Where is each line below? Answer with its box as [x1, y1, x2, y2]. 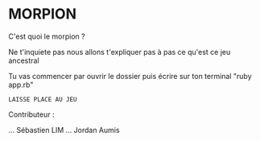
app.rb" [8, 80, 34, 89]
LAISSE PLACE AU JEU [8, 95, 78, 103]
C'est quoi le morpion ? [8, 31, 86, 41]
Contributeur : [8, 110, 55, 119]
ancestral [8, 56, 39, 65]
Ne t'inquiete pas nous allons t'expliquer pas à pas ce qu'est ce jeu [8, 47, 231, 56]
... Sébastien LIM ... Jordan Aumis [8, 125, 120, 135]
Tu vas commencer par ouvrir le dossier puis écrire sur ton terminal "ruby [8, 71, 252, 81]
